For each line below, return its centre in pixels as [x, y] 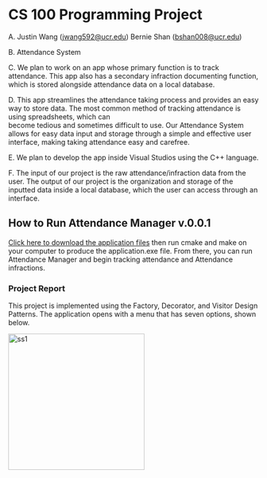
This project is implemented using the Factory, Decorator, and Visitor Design [133, 306]
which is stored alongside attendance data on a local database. [112, 84]
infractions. [27, 267]
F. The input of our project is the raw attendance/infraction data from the [127, 173]
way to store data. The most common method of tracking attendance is [124, 108]
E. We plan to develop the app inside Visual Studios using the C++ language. [133, 157]
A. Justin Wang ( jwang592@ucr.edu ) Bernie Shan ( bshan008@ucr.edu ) [125, 37]
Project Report [37, 288]
